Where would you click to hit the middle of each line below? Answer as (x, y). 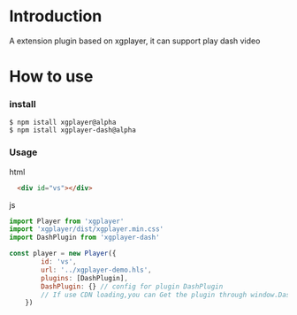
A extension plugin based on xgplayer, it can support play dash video (135, 41)
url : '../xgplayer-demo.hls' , (96, 270)
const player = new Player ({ (63, 254)
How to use (51, 77)
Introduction (56, 16)
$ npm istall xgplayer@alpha (63, 123)
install (23, 104)
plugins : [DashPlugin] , (84, 278)
